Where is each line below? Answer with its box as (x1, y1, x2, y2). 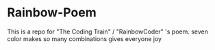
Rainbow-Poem (7, 5, 97, 21)
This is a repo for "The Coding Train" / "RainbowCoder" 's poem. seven (7, 27, 209, 36)
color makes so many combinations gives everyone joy (7, 34, 162, 42)
